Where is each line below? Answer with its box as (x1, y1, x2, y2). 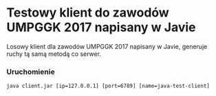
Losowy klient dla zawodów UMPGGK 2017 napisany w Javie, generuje (6, 42, 208, 50)
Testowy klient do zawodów (6, 5, 169, 21)
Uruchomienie (6, 67, 56, 77)
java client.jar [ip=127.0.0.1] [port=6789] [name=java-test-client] (6, 83, 210, 90)
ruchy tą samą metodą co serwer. (6, 50, 101, 58)
